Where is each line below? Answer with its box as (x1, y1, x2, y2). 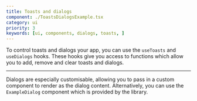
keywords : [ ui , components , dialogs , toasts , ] (6, 31, 125, 36)
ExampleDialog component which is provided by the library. (6, 89, 148, 96)
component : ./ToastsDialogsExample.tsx (6, 14, 104, 20)
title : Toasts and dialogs (6, 8, 72, 15)
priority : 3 (6, 25, 35, 31)
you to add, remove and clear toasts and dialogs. (6, 59, 124, 66)
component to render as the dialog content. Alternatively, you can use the (6, 82, 184, 89)
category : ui (6, 19, 38, 25)
